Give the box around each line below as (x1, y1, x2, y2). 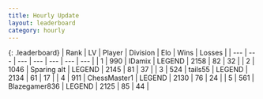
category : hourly (8, 26, 66, 34)
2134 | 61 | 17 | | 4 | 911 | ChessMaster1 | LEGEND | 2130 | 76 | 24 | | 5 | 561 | (8, 73, 254, 83)
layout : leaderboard (8, 19, 77, 27)
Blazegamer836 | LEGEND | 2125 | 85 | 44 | (8, 82, 149, 91)
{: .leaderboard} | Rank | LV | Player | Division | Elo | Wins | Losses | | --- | (8, 48, 247, 58)
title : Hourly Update (8, 11, 80, 20)
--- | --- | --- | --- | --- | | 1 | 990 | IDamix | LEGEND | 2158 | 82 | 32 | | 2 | (17, 56, 255, 66)
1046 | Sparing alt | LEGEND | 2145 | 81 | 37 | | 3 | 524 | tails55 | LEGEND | (8, 65, 249, 74)
